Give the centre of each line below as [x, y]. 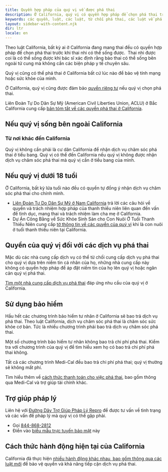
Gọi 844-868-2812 [32, 425]
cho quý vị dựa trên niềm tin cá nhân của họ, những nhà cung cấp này [77, 263]
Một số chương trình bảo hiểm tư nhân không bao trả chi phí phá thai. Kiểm [82, 342]
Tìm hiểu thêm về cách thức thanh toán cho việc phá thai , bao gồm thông [81, 377]
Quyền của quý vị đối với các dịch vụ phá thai [77, 245]
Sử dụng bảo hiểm [34, 304]
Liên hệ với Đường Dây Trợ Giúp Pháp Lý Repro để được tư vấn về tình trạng [83, 410]
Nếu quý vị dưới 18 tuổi [41, 176]
